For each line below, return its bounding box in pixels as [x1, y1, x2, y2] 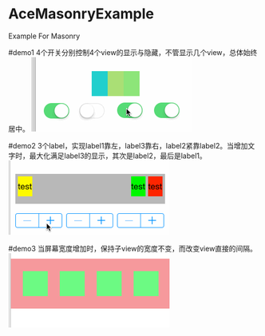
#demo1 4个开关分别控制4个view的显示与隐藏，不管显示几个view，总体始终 [8, 47, 258, 57]
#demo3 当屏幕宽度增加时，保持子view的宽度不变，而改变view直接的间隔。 [8, 243, 258, 253]
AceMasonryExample [8, 5, 154, 23]
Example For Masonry [8, 31, 81, 41]
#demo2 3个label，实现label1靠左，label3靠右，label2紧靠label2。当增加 [8, 140, 248, 150]
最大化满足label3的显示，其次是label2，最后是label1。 [29, 151, 208, 160]
